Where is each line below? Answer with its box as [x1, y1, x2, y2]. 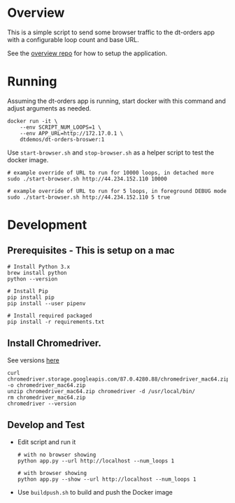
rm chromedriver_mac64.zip [7, 394, 86, 401]
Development [7, 217, 87, 233]
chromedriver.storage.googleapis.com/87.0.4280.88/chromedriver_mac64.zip [7, 376, 230, 383]
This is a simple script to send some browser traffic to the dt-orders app [7, 28, 215, 36]
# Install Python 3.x [7, 263, 71, 270]
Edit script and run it [17, 437, 76, 446]
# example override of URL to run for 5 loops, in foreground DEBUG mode [7, 187, 227, 194]
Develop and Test [7, 419, 85, 431]
